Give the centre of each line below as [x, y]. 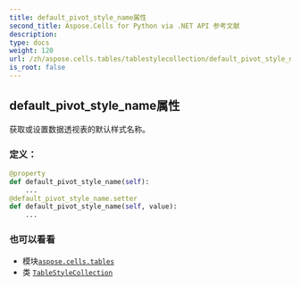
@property [28, 173]
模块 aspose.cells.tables [68, 261]
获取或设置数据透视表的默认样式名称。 [79, 129]
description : [33, 34]
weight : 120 [31, 51]
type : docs [29, 42]
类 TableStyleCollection [67, 272]
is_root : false [37, 68]
